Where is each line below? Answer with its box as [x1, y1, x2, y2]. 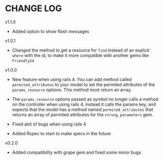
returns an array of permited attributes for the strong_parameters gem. [12, 111, 153, 117]
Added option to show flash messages [12, 28, 90, 34]
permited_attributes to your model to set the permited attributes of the [12, 81, 155, 88]
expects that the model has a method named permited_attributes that [12, 107, 153, 112]
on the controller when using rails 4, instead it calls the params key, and [12, 101, 156, 107]
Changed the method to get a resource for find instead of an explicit [12, 47, 150, 53]
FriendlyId [12, 58, 35, 63]
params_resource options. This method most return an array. [12, 87, 132, 92]
